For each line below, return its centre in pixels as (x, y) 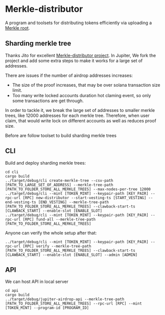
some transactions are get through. (48, 101)
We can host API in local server (37, 281)
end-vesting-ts (21, 202)
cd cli (12, 172)
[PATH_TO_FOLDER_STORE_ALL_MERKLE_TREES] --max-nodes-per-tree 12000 (78, 189)
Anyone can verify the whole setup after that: (51, 233)
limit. (17, 90)
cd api (12, 291)
